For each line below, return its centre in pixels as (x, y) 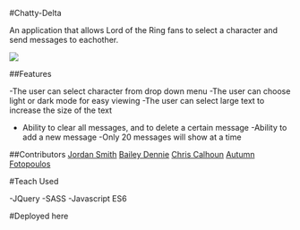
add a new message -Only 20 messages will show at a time (132, 137)
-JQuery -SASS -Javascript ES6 (68, 199)
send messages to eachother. (64, 40)
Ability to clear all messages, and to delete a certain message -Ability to (154, 128)
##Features (30, 74)
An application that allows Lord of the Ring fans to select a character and (143, 30)
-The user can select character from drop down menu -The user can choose (150, 91)
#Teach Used (34, 181)
